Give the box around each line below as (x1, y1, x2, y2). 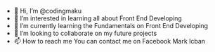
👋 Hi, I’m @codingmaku (13, 7, 82, 15)
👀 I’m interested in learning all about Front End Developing (13, 14, 183, 22)
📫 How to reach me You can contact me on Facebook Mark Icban (13, 37, 206, 45)
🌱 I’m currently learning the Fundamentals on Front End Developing (13, 22, 209, 30)
